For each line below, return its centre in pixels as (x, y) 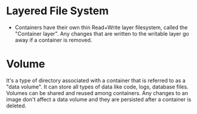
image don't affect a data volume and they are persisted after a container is (99, 99)
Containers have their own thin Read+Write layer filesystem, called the (101, 27)
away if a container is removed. (53, 40)
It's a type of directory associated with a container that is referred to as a (96, 80)
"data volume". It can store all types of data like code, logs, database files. (97, 87)
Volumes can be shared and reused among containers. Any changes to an (97, 93)
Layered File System (58, 11)
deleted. (16, 106)
